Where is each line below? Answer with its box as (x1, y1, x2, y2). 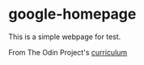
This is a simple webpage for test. (8, 32, 121, 41)
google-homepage (8, 5, 137, 24)
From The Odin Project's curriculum (8, 47, 128, 57)
